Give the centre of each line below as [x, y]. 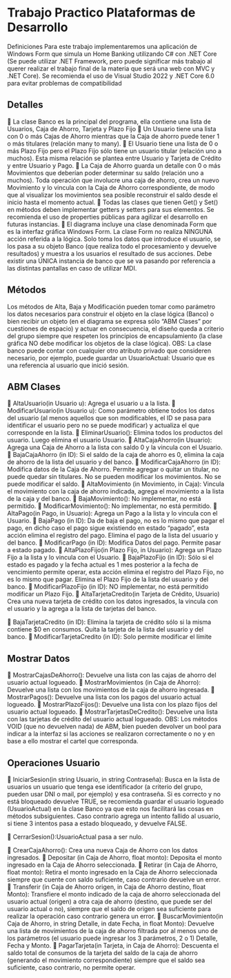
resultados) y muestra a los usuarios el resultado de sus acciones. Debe [110, 253]
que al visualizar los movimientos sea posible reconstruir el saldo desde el [113, 195]
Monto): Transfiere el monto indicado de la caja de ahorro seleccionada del [114, 894]
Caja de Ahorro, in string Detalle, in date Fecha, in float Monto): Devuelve [111, 923]
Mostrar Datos [39, 658]
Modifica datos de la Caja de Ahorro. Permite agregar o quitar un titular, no [113, 469]
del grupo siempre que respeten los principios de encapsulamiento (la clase [115, 335]
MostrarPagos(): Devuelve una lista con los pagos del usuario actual [104, 697]
